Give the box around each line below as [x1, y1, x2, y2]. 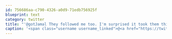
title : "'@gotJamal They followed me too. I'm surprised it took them [5, 21, 159, 27]
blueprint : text [5, 12, 40, 17]
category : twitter [5, 17, 45, 22]
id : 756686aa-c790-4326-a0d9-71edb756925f [5, 7, 97, 13]
